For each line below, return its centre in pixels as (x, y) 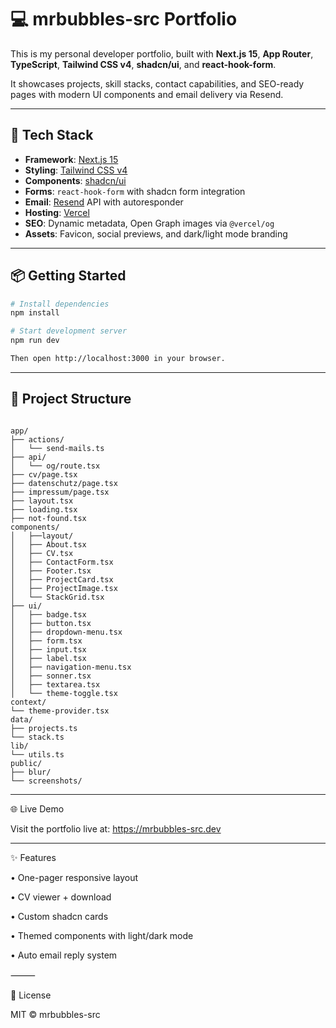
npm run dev (35, 341)
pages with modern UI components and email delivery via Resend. (147, 94)
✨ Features (33, 857)
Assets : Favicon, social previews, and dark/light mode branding (156, 233)
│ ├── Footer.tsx (51, 571)
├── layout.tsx (42, 501)
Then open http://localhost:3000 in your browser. (118, 359)
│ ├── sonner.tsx (51, 676)
